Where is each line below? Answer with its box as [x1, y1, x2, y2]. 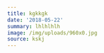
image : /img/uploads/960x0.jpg [7, 29, 98, 36]
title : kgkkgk [7, 10, 49, 17]
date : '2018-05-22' [7, 17, 64, 23]
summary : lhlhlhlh [7, 23, 60, 30]
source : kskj [7, 36, 45, 43]
